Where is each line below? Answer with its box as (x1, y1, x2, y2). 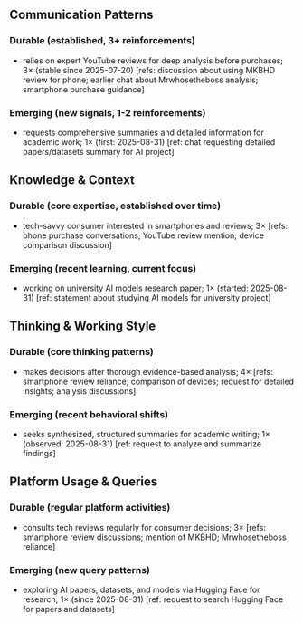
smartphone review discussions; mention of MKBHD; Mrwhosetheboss (22, 532, 287, 542)
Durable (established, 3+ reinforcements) (9, 34, 196, 47)
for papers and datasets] (22, 603, 116, 614)
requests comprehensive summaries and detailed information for (22, 127, 264, 138)
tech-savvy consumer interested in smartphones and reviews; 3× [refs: (22, 220, 289, 231)
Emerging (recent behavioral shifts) (9, 407, 169, 420)
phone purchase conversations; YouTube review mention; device (22, 230, 265, 241)
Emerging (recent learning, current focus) (9, 262, 197, 274)
